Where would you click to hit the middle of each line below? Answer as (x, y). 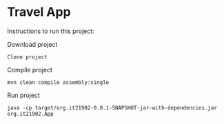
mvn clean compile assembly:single (58, 82)
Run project (23, 95)
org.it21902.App (30, 114)
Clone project (28, 57)
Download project (32, 44)
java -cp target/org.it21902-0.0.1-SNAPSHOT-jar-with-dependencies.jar (112, 107)
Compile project (30, 70)
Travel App (39, 12)
